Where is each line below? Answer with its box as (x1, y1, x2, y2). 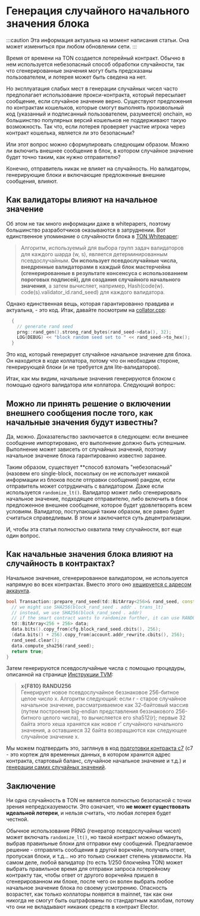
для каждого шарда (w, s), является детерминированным (20, 250, 168, 257)
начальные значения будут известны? (6, 417, 158, 427)
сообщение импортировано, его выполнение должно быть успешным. (6, 439, 186, 446)
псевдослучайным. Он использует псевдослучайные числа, (20, 257, 178, 264)
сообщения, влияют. (6, 177, 58, 185)
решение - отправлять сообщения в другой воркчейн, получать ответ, (6, 846, 186, 853)
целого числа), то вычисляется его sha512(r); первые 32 (42, 714, 186, 721)
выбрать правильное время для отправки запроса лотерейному (6, 865, 171, 873)
